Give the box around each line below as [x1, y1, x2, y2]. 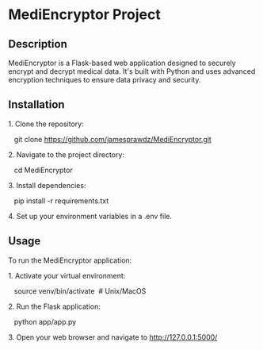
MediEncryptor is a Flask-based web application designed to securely [8, 58, 236, 67]
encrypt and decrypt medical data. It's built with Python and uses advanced [8, 67, 256, 76]
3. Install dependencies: [8, 180, 86, 190]
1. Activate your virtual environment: [8, 271, 126, 280]
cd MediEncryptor [13, 165, 73, 175]
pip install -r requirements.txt [13, 196, 109, 206]
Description [8, 37, 67, 51]
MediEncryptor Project [8, 6, 161, 24]
